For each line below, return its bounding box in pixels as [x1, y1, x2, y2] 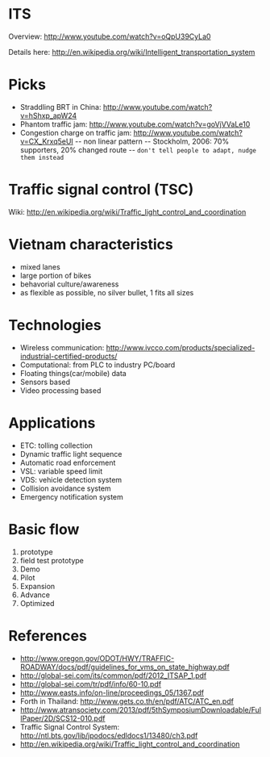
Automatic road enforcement [19, 458, 116, 467]
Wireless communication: [19, 342, 105, 352]
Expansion [19, 581, 56, 591]
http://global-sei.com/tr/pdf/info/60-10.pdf [19, 679, 162, 688]
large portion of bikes [19, 270, 92, 280]
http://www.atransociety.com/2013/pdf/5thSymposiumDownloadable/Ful [19, 705, 262, 714]
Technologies [8, 316, 102, 334]
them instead [19, 153, 64, 161]
